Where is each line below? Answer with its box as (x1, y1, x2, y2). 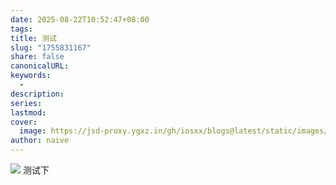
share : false (10, 52, 65, 62)
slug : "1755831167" (10, 42, 92, 53)
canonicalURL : (10, 61, 70, 71)
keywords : (10, 71, 52, 81)
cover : (10, 117, 38, 127)
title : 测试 (10, 33, 57, 43)
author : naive (10, 136, 70, 146)
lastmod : (10, 107, 47, 118)
